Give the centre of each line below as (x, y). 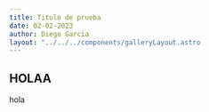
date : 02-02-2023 (41, 26)
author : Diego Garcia (49, 34)
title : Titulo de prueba (55, 17)
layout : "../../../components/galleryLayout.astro (105, 42)
